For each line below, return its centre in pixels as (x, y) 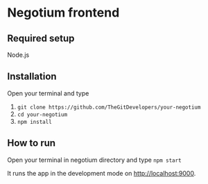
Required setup (41, 38)
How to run (32, 143)
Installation (32, 76)
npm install (34, 122)
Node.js (18, 55)
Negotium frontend (63, 13)
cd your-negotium (42, 114)
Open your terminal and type (48, 93)
